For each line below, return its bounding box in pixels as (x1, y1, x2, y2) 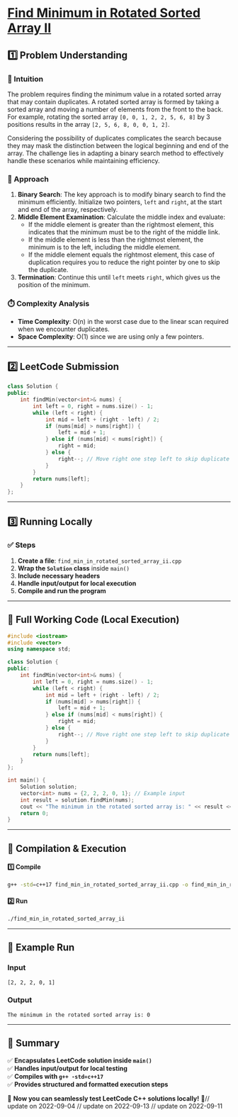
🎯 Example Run (7, 941, 75, 954)
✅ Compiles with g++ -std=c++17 (7, 1072, 104, 1080)
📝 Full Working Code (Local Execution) (7, 614, 180, 626)
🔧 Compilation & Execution (7, 842, 127, 855)
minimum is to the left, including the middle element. (28, 243, 181, 252)
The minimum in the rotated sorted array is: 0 (7, 1011, 151, 1018)
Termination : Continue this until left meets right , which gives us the (17, 273, 221, 281)
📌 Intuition (7, 74, 44, 84)
